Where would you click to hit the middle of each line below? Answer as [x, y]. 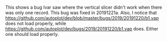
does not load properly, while [36, 23]
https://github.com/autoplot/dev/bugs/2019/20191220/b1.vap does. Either [82, 29]
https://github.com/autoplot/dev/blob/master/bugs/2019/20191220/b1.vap [82, 18]
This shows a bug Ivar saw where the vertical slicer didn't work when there [84, 7]
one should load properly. [32, 34]
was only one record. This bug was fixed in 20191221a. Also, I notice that [81, 13]
